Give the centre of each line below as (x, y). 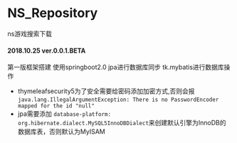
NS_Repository (53, 13)
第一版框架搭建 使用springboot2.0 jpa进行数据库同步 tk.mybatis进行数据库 (116, 67)
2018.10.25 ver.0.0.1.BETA (47, 51)
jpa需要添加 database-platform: (64, 114)
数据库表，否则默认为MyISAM (61, 132)
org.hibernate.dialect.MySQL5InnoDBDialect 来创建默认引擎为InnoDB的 (122, 123)
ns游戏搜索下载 (30, 33)
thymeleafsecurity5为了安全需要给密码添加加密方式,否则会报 (106, 91)
